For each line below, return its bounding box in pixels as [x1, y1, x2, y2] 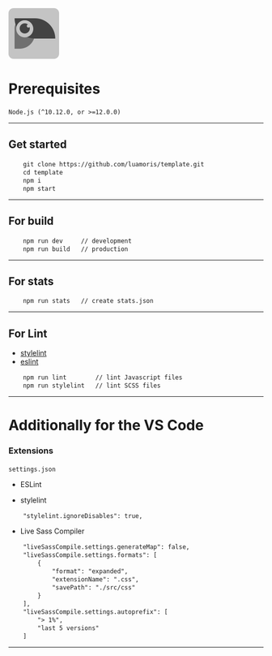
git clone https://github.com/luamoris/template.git [23, 160, 205, 168]
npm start [23, 184, 57, 192]
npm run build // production [23, 244, 129, 253]
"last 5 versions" [37, 624, 100, 632]
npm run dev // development [23, 236, 132, 245]
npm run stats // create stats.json [23, 297, 154, 305]
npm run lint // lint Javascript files [23, 373, 183, 382]
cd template [23, 168, 63, 176]
